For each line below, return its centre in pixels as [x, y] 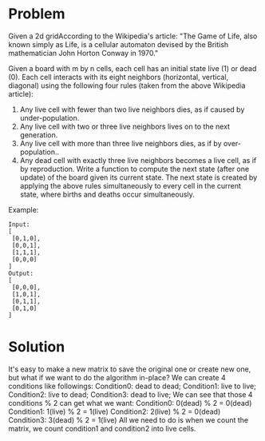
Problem [37, 14]
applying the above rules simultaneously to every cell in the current [131, 185]
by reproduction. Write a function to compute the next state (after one [134, 169]
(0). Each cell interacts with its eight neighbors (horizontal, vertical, [119, 77]
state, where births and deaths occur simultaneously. [107, 194]
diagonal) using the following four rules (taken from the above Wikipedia [127, 85]
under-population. [49, 117]
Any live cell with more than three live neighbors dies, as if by [121, 143]
